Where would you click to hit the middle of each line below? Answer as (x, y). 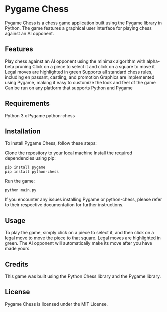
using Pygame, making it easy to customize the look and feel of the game (81, 82)
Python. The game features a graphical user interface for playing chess (79, 28)
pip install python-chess (32, 172)
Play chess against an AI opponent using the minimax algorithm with (75, 61)
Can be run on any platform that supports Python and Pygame (69, 88)
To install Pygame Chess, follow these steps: (51, 143)
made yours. (18, 249)
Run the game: (20, 181)
